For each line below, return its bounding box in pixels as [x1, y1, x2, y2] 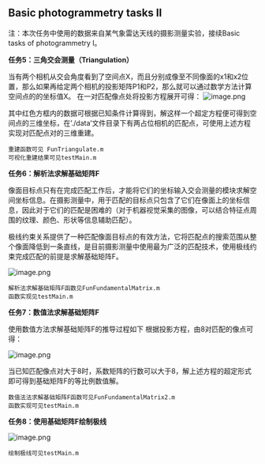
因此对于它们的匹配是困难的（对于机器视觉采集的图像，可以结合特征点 [21, 205, 250, 214]
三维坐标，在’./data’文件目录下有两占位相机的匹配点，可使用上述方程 [28, 118, 251, 127]
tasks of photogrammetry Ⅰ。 [8, 38, 102, 47]
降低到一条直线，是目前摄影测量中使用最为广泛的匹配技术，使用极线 [28, 241, 250, 251]
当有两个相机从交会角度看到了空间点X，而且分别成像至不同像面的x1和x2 [8, 71, 242, 81]
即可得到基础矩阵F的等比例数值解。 [8, 375, 124, 386]
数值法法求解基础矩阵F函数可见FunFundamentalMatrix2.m [8, 393, 176, 402]
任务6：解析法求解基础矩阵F [8, 168, 100, 178]
